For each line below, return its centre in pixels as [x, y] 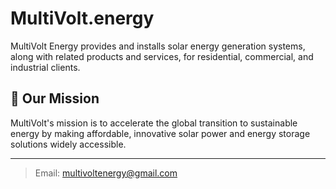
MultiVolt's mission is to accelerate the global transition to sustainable [154, 123]
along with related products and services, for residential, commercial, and [162, 56]
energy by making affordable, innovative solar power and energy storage [160, 133]
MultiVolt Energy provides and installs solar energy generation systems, [158, 46]
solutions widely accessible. [68, 144]
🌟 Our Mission [55, 98]
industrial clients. [45, 67]
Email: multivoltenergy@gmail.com [106, 173]
